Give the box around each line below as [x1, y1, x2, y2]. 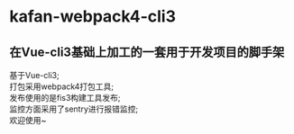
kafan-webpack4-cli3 [9, 6, 177, 27]
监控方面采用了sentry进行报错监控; [9, 103, 138, 114]
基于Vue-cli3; [9, 70, 60, 80]
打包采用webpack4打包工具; [9, 81, 115, 92]
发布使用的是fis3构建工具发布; [9, 93, 121, 103]
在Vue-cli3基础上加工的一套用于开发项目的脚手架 [9, 44, 285, 59]
